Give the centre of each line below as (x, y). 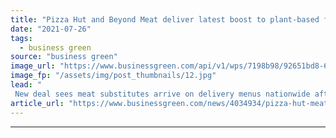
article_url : (37, 103)
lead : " (26, 85)
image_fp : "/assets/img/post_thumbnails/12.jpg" (113, 76)
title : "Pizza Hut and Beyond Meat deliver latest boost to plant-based (165, 19)
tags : (21, 38)
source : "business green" (64, 57)
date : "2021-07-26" (51, 29)
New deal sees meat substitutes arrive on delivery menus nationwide (162, 94)
